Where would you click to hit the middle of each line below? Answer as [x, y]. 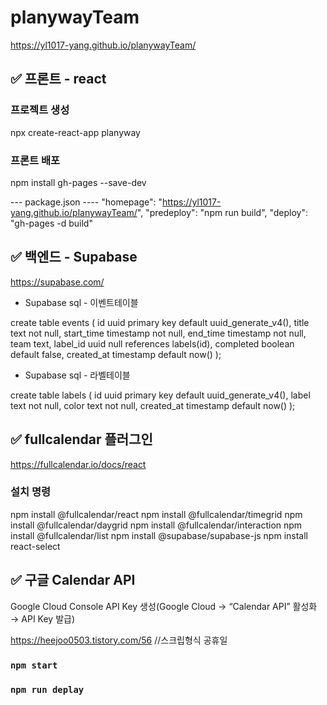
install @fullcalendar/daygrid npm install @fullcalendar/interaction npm [156, 525]
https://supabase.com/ [57, 282]
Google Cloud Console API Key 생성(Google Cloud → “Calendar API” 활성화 [164, 606]
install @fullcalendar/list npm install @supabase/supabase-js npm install [159, 535]
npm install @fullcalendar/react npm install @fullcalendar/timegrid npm [156, 514]
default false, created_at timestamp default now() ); [116, 354]
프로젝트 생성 [40, 110]
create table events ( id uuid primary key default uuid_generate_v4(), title [160, 322]
